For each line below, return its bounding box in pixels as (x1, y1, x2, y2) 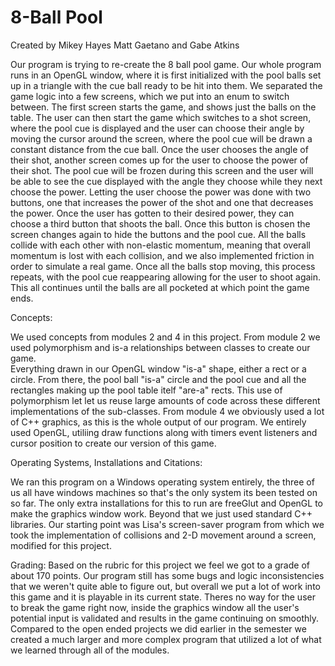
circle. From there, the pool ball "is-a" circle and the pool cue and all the (10, 373, 307, 385)
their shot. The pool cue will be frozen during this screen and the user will (10, 164, 314, 176)
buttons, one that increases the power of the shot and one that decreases (10, 196, 314, 208)
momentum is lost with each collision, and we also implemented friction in (10, 249, 315, 261)
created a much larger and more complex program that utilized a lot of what (10, 633, 322, 645)
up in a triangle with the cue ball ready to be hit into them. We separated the (10, 79, 323, 91)
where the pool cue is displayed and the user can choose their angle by (10, 122, 305, 134)
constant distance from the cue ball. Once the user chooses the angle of (10, 143, 309, 155)
